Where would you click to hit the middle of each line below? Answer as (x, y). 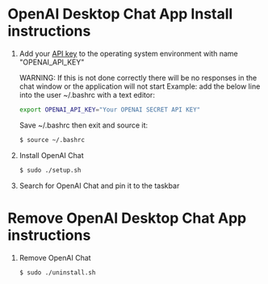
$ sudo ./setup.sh (50, 170)
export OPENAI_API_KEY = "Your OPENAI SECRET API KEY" (110, 110)
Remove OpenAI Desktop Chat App (127, 218)
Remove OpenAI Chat (55, 257)
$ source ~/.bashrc (52, 140)
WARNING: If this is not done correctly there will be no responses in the (138, 77)
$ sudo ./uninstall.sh (57, 272)
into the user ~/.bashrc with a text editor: (87, 94)
